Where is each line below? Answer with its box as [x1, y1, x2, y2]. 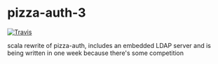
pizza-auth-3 [7, 5, 86, 21]
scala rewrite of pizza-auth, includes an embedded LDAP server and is [7, 41, 212, 49]
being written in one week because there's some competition [7, 49, 184, 57]
